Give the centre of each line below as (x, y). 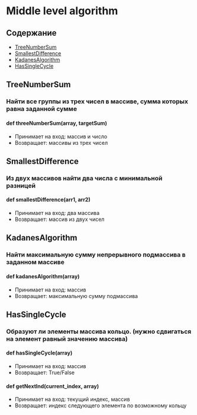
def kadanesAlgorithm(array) (43, 276)
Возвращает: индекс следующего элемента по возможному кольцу (101, 406)
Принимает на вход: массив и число (61, 136)
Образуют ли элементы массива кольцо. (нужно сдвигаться (99, 331)
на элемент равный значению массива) (67, 338)
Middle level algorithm (62, 11)
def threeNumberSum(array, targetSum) (57, 123)
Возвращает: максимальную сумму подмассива (76, 296)
